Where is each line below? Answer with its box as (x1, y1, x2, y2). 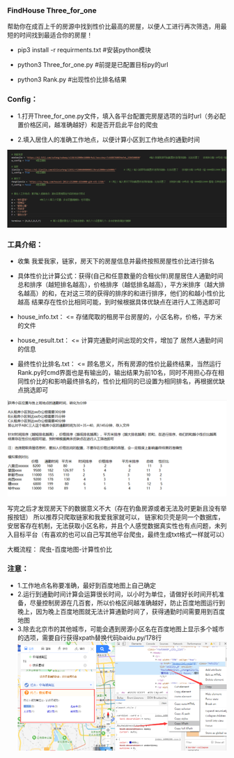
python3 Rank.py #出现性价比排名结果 (17, 75, 127, 84)
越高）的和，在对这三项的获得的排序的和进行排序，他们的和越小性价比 (23, 289, 225, 297)
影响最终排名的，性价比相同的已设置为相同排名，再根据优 (54, 377, 219, 385)
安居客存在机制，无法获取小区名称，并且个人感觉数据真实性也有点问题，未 (7, 521, 221, 529)
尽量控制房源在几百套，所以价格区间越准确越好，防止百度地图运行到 (29, 598, 225, 607)
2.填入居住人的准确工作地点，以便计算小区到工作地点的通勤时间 (17, 135, 201, 144)
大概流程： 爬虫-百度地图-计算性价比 (7, 545, 113, 553)
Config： (7, 95, 38, 105)
